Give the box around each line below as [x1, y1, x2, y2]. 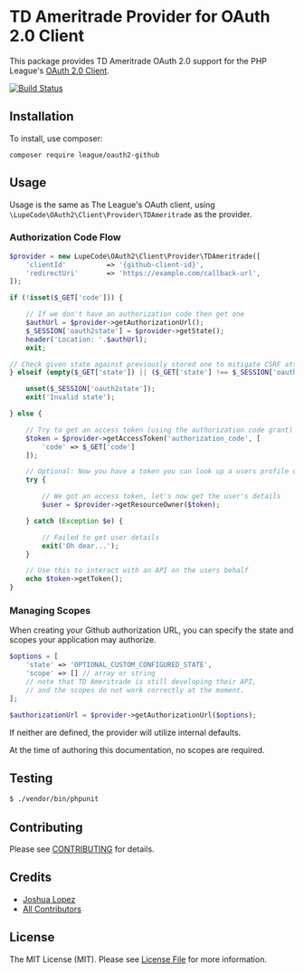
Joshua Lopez [22, 893, 76, 904]
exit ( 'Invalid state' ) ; [25, 393, 116, 402]
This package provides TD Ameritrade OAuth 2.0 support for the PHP [9, 55, 268, 66]
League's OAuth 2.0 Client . [9, 65, 110, 76]
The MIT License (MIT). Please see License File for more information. [9, 953, 267, 965]
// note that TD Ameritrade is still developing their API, [25, 677, 257, 687]
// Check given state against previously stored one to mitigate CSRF [9, 359, 281, 368]
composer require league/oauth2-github [9, 150, 160, 159]
